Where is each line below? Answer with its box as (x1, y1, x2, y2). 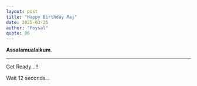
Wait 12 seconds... (6, 74, 50, 82)
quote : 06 (6, 30, 30, 36)
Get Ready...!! (6, 63, 39, 70)
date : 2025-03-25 (6, 19, 49, 25)
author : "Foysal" (6, 25, 49, 31)
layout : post (6, 8, 38, 15)
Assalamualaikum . (6, 46, 53, 53)
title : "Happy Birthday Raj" (6, 14, 77, 20)
